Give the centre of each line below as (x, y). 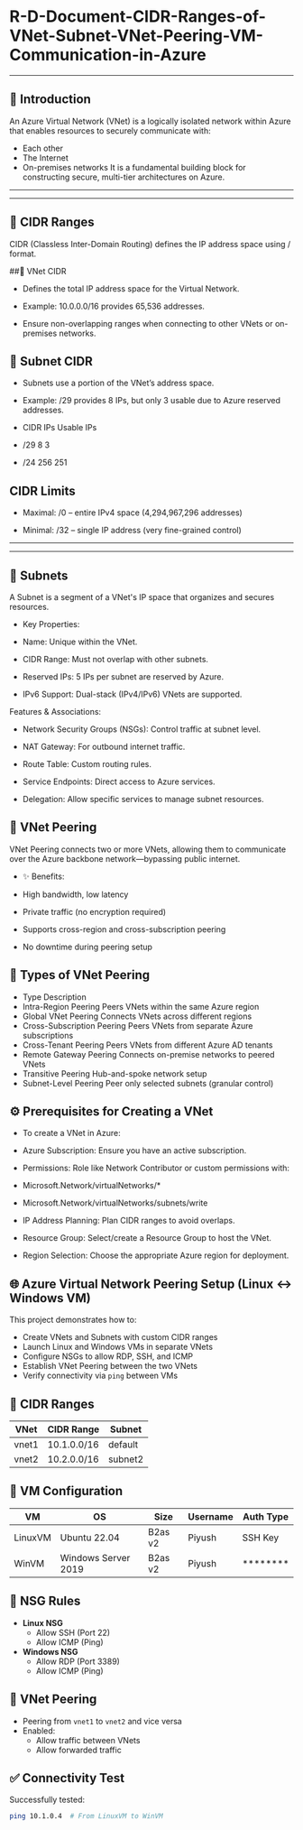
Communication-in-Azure (108, 55)
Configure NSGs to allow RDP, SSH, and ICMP (108, 1356)
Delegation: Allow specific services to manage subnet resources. (143, 799)
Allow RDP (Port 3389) (78, 1661)
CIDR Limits (43, 490)
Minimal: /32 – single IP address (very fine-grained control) (132, 531)
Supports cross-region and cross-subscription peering (124, 929)
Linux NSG (42, 1622)
